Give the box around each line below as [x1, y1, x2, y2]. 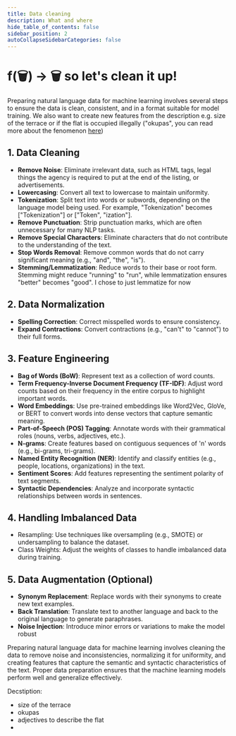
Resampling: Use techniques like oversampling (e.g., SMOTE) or [17, 531, 204, 539]
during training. [17, 553, 62, 562]
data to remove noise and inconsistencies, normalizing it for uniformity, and [7, 651, 226, 660]
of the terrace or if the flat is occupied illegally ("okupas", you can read [7, 119, 213, 128]
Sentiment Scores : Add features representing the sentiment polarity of [17, 469, 224, 477]
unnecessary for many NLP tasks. [17, 225, 116, 234]
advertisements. [17, 181, 65, 189]
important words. [17, 394, 68, 402]
